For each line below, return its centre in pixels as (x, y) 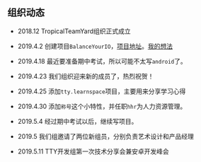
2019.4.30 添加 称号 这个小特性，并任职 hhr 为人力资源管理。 (102, 106)
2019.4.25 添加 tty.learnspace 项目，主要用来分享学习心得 (102, 91)
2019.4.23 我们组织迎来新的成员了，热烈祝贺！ (86, 76)
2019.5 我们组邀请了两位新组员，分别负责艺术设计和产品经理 (106, 136)
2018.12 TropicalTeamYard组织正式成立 (74, 31)
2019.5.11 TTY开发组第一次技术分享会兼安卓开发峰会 (93, 151)
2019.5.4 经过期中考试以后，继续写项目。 (77, 121)
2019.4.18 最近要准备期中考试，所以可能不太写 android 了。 (102, 61)
